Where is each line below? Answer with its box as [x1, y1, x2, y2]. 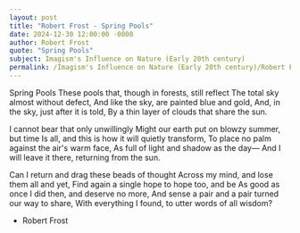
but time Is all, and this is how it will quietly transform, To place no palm [9, 133, 272, 144]
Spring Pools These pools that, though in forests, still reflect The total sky [9, 87, 279, 98]
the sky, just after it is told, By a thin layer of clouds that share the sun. [9, 106, 268, 117]
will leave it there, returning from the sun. [9, 152, 161, 162]
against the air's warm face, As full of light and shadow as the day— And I [9, 142, 281, 153]
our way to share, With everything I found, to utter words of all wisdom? [9, 197, 273, 208]
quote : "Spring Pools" [9, 46, 94, 55]
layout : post [9, 12, 58, 22]
